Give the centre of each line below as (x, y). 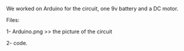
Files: (13, 20)
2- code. (17, 43)
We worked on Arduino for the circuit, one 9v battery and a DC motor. (92, 9)
